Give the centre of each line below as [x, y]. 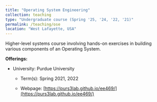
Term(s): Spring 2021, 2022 [49, 79]
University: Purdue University [44, 69]
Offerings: [17, 59]
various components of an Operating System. [53, 49]
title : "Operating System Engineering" [48, 10]
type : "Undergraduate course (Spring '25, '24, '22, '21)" [70, 19]
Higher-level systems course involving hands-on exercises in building [78, 43]
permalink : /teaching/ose [33, 24]
